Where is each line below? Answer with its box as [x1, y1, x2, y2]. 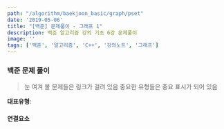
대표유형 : [7, 97, 32, 106]
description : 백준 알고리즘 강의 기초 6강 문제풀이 [7, 29, 138, 36]
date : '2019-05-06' [7, 16, 64, 23]
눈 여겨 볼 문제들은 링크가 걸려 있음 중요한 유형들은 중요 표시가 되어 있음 [24, 83, 218, 91]
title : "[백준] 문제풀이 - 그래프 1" [7, 23, 103, 30]
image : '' [7, 36, 36, 43]
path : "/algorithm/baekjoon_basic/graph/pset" [7, 10, 144, 17]
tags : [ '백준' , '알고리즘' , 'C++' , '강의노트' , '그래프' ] [7, 42, 159, 49]
